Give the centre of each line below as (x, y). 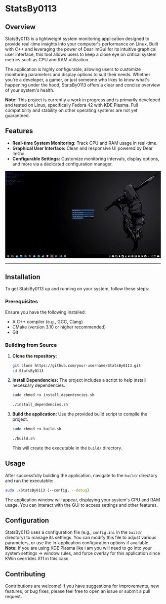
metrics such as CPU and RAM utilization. (47, 60)
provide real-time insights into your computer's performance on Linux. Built (82, 44)
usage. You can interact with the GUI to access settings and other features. (82, 505)
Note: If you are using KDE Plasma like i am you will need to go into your (79, 548)
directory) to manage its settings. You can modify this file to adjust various (81, 538)
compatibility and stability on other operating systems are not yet (71, 110)
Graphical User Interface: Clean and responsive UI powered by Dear (83, 148)
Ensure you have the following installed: (46, 312)
